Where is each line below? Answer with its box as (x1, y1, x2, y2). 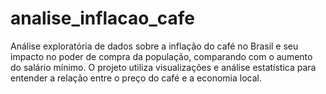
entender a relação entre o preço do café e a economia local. (10, 72, 262, 84)
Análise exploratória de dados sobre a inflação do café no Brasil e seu (10, 40, 299, 52)
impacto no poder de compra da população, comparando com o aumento (10, 50, 313, 62)
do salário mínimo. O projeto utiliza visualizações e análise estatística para (10, 61, 317, 73)
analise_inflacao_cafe (10, 7, 195, 30)
